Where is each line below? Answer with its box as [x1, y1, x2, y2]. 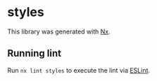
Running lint [7, 47, 62, 59]
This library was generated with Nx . [7, 27, 111, 36]
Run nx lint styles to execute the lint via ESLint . [7, 66, 150, 74]
